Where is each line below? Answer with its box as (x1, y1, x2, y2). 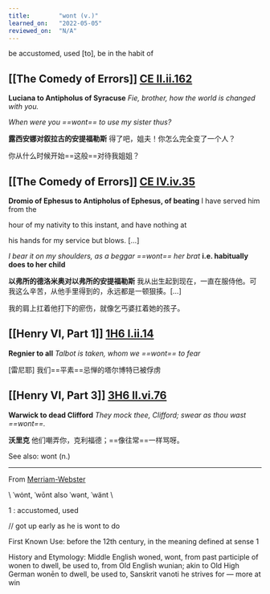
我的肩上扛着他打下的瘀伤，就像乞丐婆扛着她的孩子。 (8, 303, 185, 313)
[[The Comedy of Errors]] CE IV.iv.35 (8, 174, 195, 189)
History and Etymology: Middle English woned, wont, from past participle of (8, 551, 259, 562)
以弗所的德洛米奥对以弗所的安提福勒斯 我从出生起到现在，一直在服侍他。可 (8, 276, 257, 286)
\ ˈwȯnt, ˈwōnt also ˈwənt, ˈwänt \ (8, 490, 114, 499)
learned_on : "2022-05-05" (8, 19, 103, 27)
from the (8, 205, 37, 214)
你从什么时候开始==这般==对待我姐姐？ (8, 151, 141, 161)
